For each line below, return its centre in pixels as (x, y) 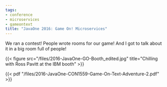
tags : (11, 10)
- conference (19, 15)
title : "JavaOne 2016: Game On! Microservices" (56, 29)
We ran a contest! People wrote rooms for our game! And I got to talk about (83, 43)
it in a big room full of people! (36, 49)
